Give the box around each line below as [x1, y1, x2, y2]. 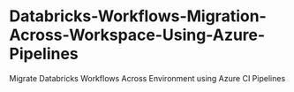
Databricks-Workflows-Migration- [9, 6, 267, 27]
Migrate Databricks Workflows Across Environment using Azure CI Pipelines [9, 73, 286, 83]
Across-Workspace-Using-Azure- [9, 25, 266, 45]
